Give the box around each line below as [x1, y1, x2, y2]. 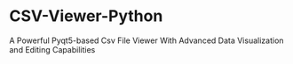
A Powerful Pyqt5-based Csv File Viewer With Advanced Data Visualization [9, 35, 284, 46]
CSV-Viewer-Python [9, 6, 163, 26]
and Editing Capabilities [9, 44, 96, 54]
